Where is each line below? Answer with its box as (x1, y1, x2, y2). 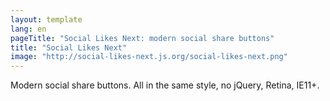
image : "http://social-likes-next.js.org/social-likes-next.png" (10, 52, 288, 62)
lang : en (10, 24, 47, 34)
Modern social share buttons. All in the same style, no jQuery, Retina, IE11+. (10, 79, 320, 91)
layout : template (10, 14, 83, 25)
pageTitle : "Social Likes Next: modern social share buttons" (10, 33, 275, 43)
